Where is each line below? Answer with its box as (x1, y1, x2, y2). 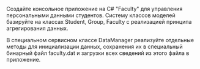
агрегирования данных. (6, 24, 69, 32)
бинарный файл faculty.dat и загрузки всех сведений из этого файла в (6, 49, 190, 57)
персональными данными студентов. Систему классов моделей (6, 12, 176, 19)
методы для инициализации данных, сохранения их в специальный (6, 43, 183, 50)
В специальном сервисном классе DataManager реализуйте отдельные (6, 37, 194, 43)
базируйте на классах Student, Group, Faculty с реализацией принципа (6, 18, 192, 25)
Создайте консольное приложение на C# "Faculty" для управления (6, 5, 183, 12)
